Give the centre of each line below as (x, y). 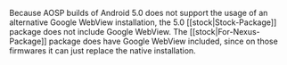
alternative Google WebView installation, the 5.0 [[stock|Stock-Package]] (143, 22)
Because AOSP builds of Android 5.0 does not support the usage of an (139, 13)
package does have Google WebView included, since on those (163, 41)
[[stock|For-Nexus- (225, 32)
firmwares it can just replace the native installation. (102, 51)
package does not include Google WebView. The (98, 32)
